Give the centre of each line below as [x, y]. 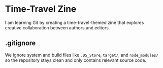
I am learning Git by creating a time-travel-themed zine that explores [75, 23]
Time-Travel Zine [41, 9]
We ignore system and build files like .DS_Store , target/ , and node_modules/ [82, 55]
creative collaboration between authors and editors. [58, 27]
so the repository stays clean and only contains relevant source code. [76, 60]
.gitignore [20, 43]
